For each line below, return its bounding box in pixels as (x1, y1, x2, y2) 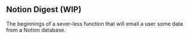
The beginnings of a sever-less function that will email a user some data (6, 20, 184, 27)
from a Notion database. (6, 26, 66, 33)
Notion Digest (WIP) (6, 5, 82, 15)
